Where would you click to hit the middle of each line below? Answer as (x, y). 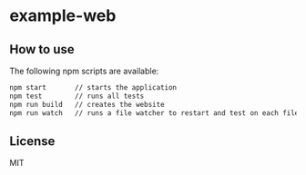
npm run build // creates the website (87, 104)
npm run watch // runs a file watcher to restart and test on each (144, 113)
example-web (63, 16)
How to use (42, 49)
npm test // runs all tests (77, 96)
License (32, 141)
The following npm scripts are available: (84, 71)
